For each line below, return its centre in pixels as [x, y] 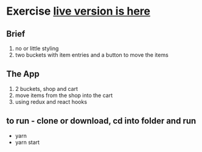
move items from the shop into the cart [64, 95]
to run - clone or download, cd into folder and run [101, 121]
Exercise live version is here [78, 11]
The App [23, 74]
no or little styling [37, 48]
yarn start [27, 142]
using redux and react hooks [51, 101]
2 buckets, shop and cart [46, 89]
